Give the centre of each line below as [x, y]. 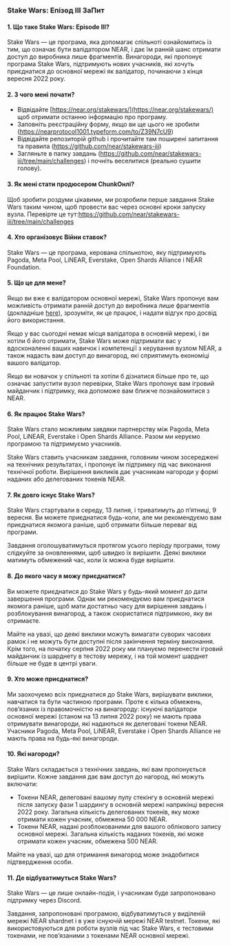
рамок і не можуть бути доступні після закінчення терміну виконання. [111, 641]
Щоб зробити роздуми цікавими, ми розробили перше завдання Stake [111, 199]
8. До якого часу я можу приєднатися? [66, 576]
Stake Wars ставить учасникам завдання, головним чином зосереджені [113, 457]
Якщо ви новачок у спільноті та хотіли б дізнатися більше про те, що [108, 376]
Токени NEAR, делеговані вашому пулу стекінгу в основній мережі [115, 797]
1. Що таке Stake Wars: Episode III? [59, 27]
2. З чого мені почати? [41, 94]
